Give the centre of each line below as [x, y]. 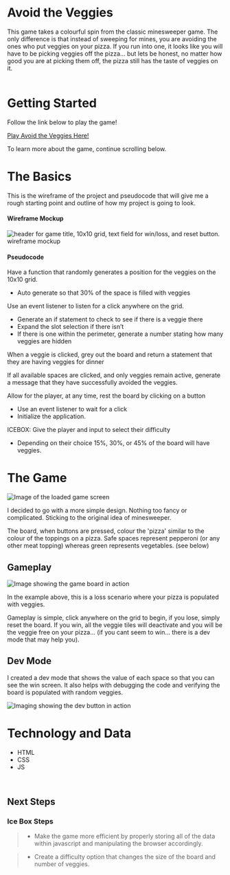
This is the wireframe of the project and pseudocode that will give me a [108, 195]
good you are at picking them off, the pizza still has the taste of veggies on [113, 60]
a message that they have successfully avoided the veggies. [92, 383]
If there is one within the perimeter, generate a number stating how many [120, 334]
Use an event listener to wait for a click [72, 409]
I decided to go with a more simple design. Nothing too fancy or [97, 510]
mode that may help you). [44, 639]
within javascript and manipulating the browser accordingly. [118, 843]
